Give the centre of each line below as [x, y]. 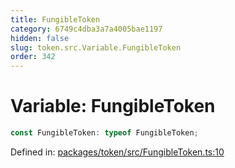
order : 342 [33, 57]
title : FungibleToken [55, 19]
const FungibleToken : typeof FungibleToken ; [104, 133]
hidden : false [40, 38]
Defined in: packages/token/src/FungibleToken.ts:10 [117, 152]
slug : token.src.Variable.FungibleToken [96, 47]
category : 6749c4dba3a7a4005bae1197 [86, 29]
